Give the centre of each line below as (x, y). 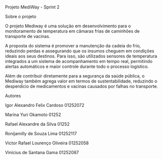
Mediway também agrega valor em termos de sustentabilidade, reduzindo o (81, 81)
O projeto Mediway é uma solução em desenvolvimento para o (68, 26)
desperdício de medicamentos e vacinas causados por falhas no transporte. (81, 86)
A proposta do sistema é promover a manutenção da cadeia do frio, (73, 46)
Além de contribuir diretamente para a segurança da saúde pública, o (75, 76)
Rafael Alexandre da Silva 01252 (37, 124)
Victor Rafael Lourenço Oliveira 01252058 (47, 143)
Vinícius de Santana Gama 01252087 (42, 152)
